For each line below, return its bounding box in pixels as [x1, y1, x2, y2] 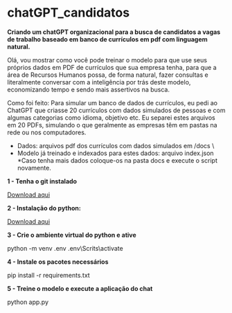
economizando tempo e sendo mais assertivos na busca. [7, 85, 170, 93]
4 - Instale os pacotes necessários [7, 258, 109, 266]
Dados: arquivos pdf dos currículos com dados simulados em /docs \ [17, 141, 215, 150]
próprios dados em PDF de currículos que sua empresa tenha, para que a [7, 63, 217, 71]
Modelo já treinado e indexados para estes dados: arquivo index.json [17, 149, 214, 157]
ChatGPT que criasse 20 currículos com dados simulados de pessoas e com [7, 106, 226, 114]
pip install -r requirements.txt [7, 271, 90, 279]
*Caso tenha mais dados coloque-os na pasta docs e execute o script [17, 156, 218, 164]
